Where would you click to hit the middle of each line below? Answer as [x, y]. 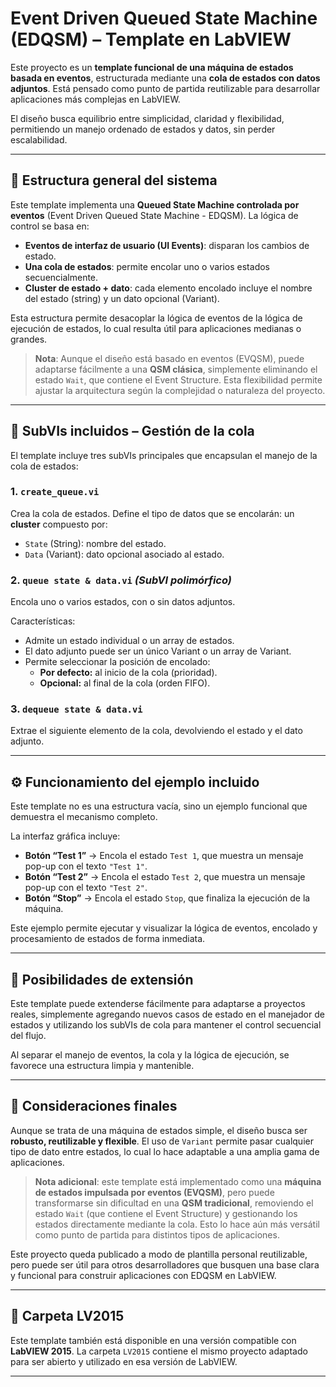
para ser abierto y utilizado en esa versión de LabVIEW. [124, 1361]
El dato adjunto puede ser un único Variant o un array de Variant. [158, 651]
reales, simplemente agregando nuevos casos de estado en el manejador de [167, 1014]
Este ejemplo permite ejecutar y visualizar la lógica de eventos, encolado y [164, 928]
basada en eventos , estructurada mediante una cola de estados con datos [165, 78]
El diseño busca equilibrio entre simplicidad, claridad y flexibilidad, [147, 118]
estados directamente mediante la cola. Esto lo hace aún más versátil [177, 1224]
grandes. [29, 339]
